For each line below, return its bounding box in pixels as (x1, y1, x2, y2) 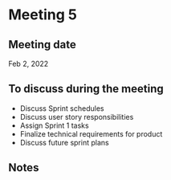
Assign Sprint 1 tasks (19, 121, 90, 130)
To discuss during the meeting (8, 82, 165, 96)
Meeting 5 (8, 6, 78, 24)
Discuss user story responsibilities (19, 112, 134, 121)
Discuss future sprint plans (19, 137, 110, 147)
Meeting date (8, 38, 76, 51)
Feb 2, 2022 (8, 59, 49, 68)
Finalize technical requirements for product (19, 129, 163, 138)
